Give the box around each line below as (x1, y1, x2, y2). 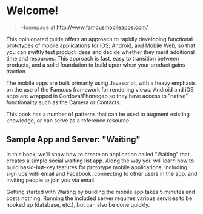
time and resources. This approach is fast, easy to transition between (6, 55, 179, 62)
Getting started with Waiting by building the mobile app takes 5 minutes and (6, 188, 196, 195)
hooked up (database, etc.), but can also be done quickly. (6, 201, 150, 208)
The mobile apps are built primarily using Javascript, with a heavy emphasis (6, 79, 196, 87)
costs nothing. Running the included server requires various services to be (6, 195, 193, 202)
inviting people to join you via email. (6, 176, 96, 184)
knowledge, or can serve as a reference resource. (6, 116, 131, 124)
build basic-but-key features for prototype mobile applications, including (6, 163, 188, 170)
